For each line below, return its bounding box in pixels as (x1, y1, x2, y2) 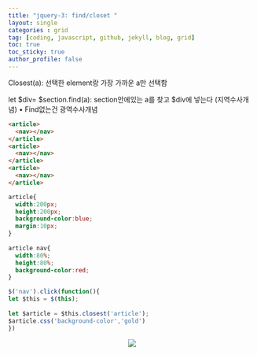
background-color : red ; (15, 266, 90, 274)
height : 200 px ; (15, 208, 61, 216)
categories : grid (8, 26, 68, 34)
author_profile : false (8, 56, 83, 64)
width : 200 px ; (15, 200, 58, 209)
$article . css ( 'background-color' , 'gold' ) (8, 316, 146, 325)
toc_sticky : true (8, 48, 65, 56)
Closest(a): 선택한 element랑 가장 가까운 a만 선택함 (8, 78, 167, 87)
